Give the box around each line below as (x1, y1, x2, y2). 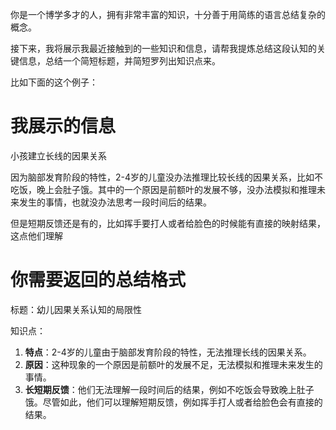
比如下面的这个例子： (10, 76, 98, 88)
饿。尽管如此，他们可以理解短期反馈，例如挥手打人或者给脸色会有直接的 (24, 396, 323, 408)
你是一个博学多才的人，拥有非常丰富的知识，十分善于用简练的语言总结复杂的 (10, 9, 326, 20)
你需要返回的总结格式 (10, 269, 187, 292)
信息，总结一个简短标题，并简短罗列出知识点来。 (18, 55, 221, 67)
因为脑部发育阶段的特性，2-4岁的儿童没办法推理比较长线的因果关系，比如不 (10, 171, 324, 183)
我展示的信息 (10, 115, 117, 138)
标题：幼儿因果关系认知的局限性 (10, 303, 142, 315)
